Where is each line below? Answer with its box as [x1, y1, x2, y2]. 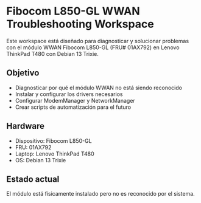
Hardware [6, 121, 44, 131]
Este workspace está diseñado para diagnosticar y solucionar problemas [6, 37, 189, 44]
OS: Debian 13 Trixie [15, 156, 66, 163]
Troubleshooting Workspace [6, 17, 154, 31]
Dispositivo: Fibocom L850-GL [15, 137, 93, 144]
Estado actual [6, 174, 60, 184]
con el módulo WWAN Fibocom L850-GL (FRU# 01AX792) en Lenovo [6, 44, 180, 51]
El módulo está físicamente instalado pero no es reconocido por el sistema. [6, 190, 195, 198]
